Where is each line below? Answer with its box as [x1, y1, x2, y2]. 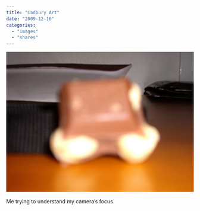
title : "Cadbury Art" [6, 9, 60, 15]
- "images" [11, 28, 39, 34]
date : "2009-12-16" [6, 15, 55, 22]
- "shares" [11, 34, 39, 41]
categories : [6, 22, 36, 28]
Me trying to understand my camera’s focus [6, 198, 113, 205]
